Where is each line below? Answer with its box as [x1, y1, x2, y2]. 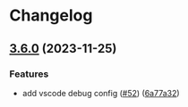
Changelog [9, 5, 93, 26]
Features [9, 68, 49, 80]
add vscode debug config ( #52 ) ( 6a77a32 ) [21, 87, 181, 98]
